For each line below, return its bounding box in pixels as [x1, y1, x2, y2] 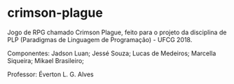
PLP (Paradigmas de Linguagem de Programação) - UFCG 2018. [7, 35, 193, 43]
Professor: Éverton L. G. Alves [7, 70, 94, 78]
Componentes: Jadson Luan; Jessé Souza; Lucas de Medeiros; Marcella [7, 49, 216, 57]
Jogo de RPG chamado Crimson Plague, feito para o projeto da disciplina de [7, 28, 227, 36]
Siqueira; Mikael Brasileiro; [7, 56, 84, 64]
